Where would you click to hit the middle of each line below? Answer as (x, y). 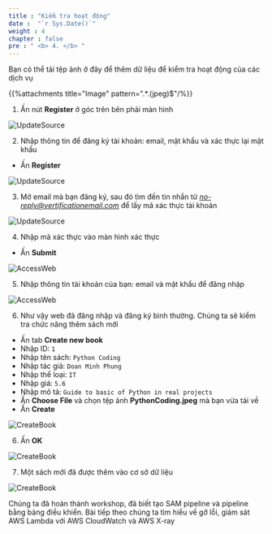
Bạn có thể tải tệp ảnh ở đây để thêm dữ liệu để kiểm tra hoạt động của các (134, 69)
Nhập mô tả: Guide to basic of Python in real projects (116, 392)
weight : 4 (27, 31)
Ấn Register (40, 165)
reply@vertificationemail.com (69, 206)
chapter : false (36, 39)
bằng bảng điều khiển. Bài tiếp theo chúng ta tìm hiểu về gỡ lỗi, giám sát (129, 512)
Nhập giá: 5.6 (43, 384)
